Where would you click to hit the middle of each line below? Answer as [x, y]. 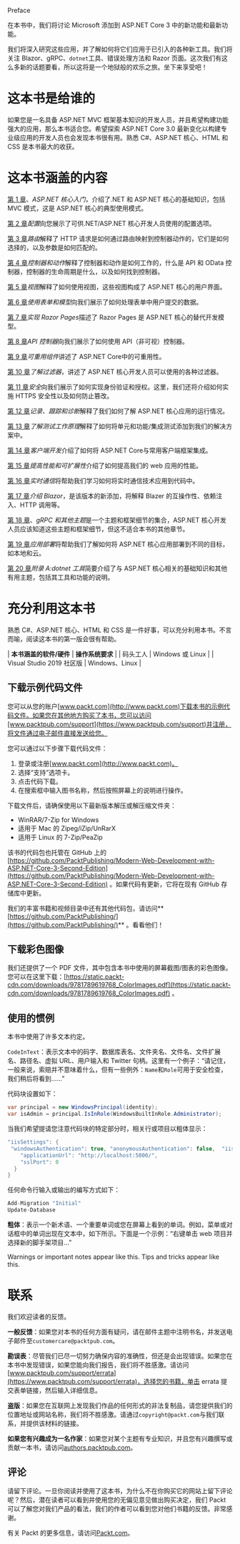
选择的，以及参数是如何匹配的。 [54, 247]
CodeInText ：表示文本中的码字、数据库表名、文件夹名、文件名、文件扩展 [114, 1052]
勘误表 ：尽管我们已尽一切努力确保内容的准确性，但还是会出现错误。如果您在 [120, 1356]
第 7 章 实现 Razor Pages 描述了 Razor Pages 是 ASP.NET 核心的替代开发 [113, 317]
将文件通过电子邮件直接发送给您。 [57, 733]
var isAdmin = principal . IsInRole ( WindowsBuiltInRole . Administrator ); [115, 1114]
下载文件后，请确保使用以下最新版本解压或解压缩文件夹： [92, 805]
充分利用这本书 [51, 609]
